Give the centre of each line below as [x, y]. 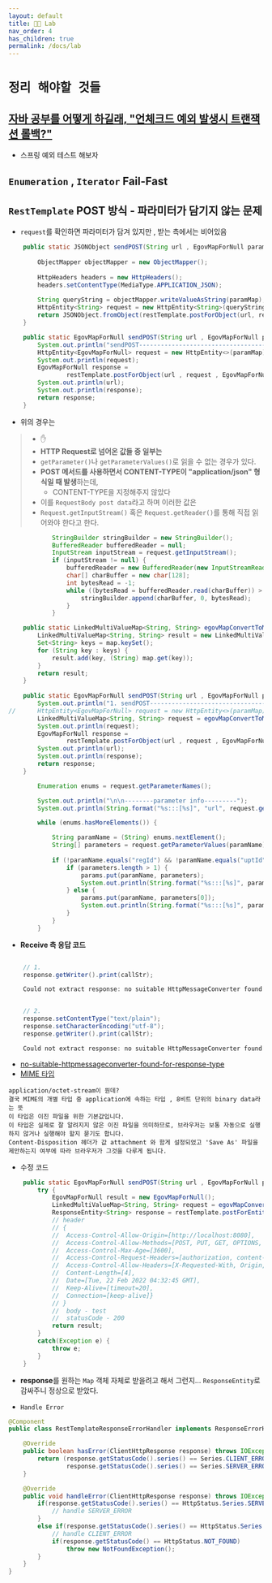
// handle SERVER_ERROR [91, 1512]
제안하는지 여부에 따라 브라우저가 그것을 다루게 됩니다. [88, 1151]
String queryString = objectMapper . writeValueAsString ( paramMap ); [152, 300]
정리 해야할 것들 [55, 88]
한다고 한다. [81, 522]
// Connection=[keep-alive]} [102, 1295]
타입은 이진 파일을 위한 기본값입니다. [71, 1116]
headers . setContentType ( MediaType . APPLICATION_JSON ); [130, 285]
